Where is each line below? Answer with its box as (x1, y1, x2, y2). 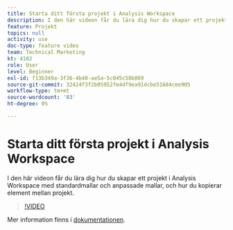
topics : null (7, 29, 45, 37)
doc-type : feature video (7, 42, 79, 49)
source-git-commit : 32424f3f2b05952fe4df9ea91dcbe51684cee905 (7, 81, 191, 88)
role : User (7, 62, 39, 69)
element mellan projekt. (7, 188, 75, 197)
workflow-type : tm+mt (7, 87, 70, 94)
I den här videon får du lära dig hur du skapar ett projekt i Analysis (7, 174, 196, 182)
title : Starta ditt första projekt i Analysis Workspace (7, 10, 175, 17)
